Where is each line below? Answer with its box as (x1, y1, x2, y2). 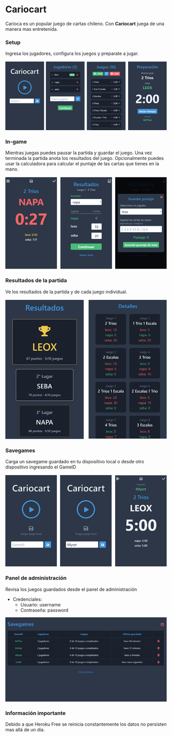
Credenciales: (12, 596, 42, 602)
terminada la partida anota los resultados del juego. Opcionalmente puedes (5, 155, 164, 161)
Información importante (5, 709, 66, 716)
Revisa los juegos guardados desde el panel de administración (5, 586, 137, 592)
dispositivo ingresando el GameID (5, 464, 76, 470)
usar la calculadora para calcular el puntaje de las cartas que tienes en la (5, 160, 160, 167)
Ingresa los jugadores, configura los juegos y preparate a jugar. (5, 50, 139, 57)
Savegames (5, 447, 35, 454)
